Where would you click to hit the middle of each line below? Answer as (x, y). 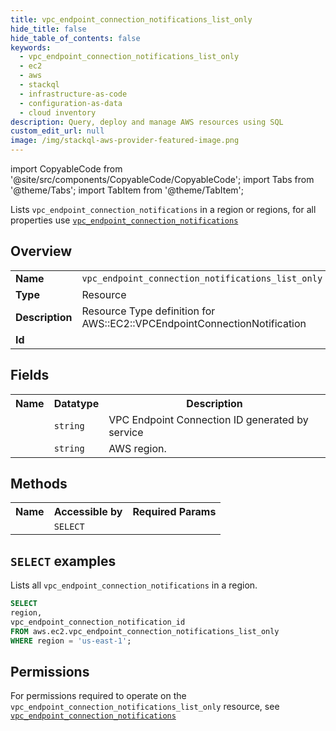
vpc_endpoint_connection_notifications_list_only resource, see (145, 707)
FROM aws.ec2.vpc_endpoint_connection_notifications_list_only (145, 631)
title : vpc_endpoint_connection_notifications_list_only (131, 19)
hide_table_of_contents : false (75, 38)
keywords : (31, 47)
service (126, 432)
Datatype (76, 403)
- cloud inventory (58, 112)
